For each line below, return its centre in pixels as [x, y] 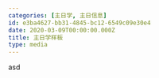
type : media [28, 45]
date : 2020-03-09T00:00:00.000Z [62, 30]
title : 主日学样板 [36, 37]
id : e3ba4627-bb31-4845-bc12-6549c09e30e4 [79, 23]
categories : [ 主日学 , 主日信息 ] [58, 15]
